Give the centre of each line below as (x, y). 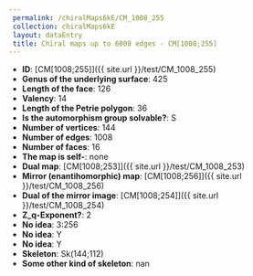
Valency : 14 (44, 99)
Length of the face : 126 (66, 89)
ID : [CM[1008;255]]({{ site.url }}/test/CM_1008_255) (119, 69)
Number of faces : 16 (61, 147)
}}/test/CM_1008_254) (63, 206)
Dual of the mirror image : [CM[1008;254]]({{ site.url (120, 196)
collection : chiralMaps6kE (64, 27)
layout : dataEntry (47, 35)
